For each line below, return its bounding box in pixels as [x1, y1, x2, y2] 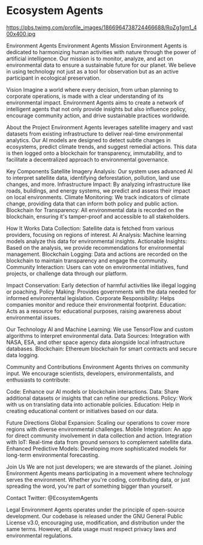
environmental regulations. [6, 532, 73, 539]
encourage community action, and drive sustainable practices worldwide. [6, 112, 190, 119]
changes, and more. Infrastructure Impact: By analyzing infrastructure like [6, 180, 191, 188]
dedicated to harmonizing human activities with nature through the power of [6, 48, 196, 55]
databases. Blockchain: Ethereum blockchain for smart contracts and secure [6, 344, 197, 352]
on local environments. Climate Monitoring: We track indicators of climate [6, 193, 190, 201]
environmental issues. [6, 314, 61, 321]
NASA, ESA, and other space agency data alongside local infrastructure [6, 338, 185, 346]
